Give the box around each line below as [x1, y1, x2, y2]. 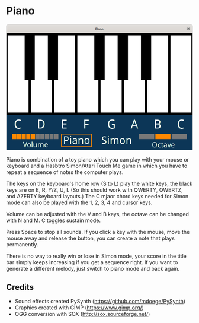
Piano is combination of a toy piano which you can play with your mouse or [6, 156, 190, 163]
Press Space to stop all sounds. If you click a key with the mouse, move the [6, 228, 190, 235]
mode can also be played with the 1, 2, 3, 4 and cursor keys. [6, 199, 153, 206]
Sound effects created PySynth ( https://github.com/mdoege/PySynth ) [14, 298, 185, 305]
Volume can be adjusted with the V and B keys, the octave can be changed [6, 210, 190, 217]
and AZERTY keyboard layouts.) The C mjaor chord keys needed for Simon [6, 192, 189, 199]
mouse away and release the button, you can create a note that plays [6, 235, 175, 242]
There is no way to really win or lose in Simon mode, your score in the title [6, 252, 187, 259]
